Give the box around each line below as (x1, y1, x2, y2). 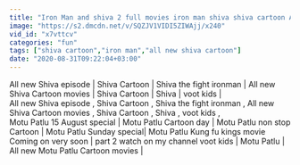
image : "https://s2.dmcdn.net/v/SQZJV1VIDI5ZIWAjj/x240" (9, 21, 226, 30)
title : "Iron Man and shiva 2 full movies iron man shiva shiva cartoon (9, 12, 286, 22)
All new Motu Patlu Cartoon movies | (9, 145, 144, 156)
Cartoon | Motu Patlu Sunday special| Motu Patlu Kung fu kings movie (9, 127, 266, 136)
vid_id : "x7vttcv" (9, 29, 78, 38)
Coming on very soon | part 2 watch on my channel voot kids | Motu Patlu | (9, 136, 286, 146)
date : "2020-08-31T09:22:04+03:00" (9, 54, 142, 63)
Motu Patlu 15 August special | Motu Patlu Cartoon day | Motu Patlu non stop (9, 117, 291, 128)
